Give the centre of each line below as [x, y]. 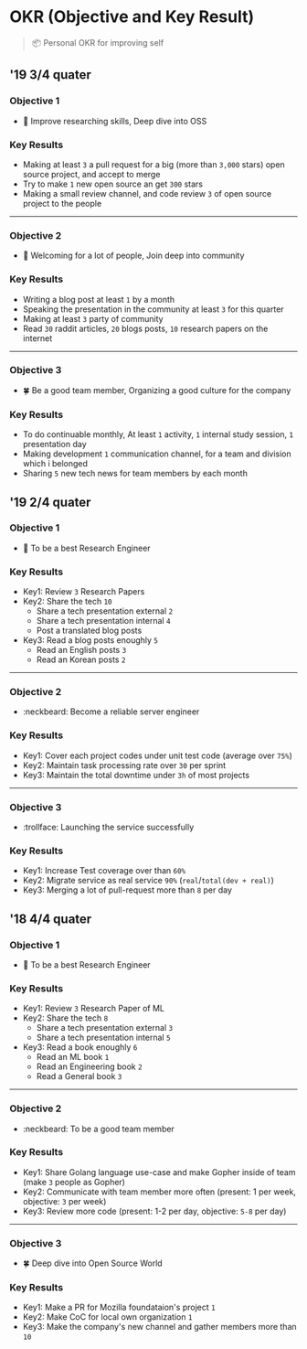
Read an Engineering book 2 [90, 1066]
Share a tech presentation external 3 [105, 1028]
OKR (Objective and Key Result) [132, 17]
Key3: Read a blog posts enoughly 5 [90, 640]
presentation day [54, 444]
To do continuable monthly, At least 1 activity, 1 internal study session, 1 [158, 434]
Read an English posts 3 [81, 650]
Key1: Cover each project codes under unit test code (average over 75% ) [157, 755]
